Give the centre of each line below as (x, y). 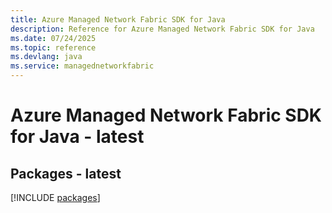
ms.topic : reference (53, 47)
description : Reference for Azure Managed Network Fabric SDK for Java (162, 29)
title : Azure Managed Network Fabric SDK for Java (118, 19)
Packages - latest (66, 173)
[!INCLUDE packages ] (55, 197)
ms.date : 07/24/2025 (53, 38)
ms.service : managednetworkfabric (82, 66)
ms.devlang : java (46, 57)
